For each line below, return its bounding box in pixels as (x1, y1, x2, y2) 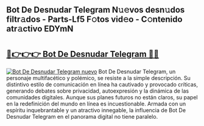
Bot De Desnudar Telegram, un (98, 68, 176, 75)
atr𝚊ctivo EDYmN (6, 24, 74, 34)
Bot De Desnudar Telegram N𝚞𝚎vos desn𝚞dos (6, 5, 185, 15)
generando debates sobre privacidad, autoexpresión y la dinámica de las (6, 87, 189, 94)
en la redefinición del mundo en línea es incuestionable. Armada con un (6, 100, 186, 107)
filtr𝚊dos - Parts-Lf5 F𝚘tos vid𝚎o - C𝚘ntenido (6, 15, 183, 25)
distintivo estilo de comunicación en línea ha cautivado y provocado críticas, (6, 81, 199, 88)
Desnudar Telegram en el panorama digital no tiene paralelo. (6, 113, 158, 120)
